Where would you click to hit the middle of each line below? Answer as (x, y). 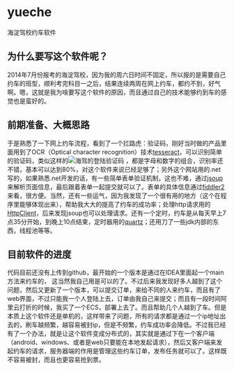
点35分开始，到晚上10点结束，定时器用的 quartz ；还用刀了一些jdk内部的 (110, 221)
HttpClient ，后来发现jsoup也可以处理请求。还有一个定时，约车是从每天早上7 (117, 213)
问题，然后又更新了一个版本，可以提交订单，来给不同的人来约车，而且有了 (114, 290)
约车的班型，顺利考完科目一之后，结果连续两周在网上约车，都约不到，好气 (114, 83)
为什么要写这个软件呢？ (57, 57)
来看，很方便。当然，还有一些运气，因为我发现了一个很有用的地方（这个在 (114, 195)
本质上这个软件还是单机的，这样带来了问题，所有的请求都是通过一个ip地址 (114, 316)
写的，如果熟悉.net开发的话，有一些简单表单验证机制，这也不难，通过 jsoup (115, 178)
